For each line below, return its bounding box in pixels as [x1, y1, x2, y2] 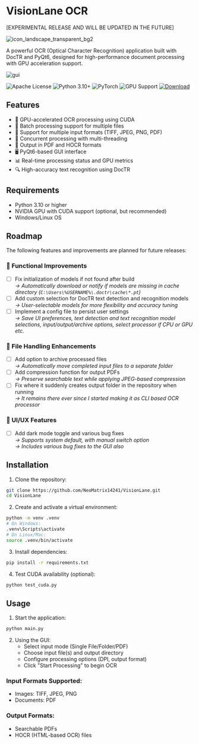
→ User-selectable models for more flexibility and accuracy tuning [14, 301, 178, 308]
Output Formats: [6, 711, 55, 720]
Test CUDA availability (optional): [14, 571, 96, 578]
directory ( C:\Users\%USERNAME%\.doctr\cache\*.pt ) [14, 288, 141, 296]
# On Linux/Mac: [6, 532, 46, 538]
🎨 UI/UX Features [6, 416, 57, 424]
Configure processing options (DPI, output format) [23, 656, 147, 663]
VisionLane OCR [6, 4, 88, 18]
